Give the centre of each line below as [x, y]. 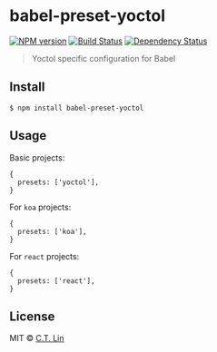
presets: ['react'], [56, 281]
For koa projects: [40, 207]
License [32, 316]
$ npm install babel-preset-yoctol [77, 108]
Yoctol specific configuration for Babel [104, 58]
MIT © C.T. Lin [37, 338]
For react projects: [44, 256]
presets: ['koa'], [53, 231]
